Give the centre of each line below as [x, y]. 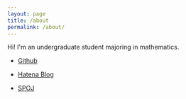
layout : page [27, 14]
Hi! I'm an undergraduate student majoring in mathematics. [93, 47]
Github [27, 61]
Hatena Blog [36, 74]
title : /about [28, 21]
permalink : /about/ [36, 27]
